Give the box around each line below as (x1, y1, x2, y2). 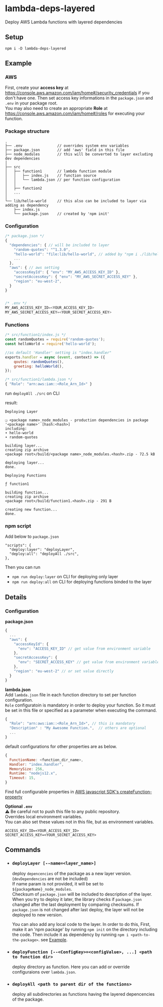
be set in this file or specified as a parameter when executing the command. (5, 707, 157, 713)
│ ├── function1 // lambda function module (5, 169, 112, 174)
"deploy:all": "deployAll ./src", (9, 551, 79, 557)
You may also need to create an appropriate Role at (5, 106, 108, 111)
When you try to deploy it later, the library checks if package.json (12, 896, 142, 902)
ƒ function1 (5, 482, 29, 487)
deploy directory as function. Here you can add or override (12, 964, 130, 970)
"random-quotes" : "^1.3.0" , (14, 247, 70, 252)
